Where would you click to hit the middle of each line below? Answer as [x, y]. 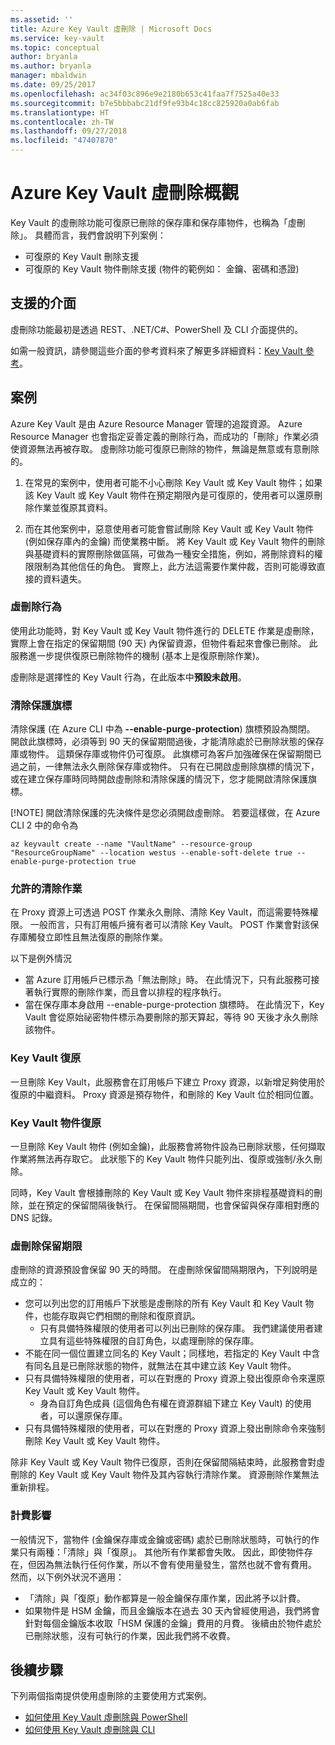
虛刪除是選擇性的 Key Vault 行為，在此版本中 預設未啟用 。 [128, 677]
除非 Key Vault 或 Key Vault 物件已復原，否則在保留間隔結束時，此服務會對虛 [168, 1462]
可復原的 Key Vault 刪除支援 [82, 256]
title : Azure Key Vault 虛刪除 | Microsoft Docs [111, 29]
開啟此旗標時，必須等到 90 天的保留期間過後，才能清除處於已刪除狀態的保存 [167, 742]
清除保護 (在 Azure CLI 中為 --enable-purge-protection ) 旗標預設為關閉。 [163, 729]
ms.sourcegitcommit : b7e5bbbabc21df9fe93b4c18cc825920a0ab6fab [145, 103]
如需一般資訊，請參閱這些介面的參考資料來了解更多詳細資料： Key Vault [156, 350]
